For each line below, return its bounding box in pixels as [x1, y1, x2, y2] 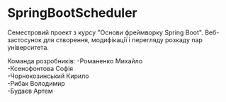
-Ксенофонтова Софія [7, 64, 74, 72]
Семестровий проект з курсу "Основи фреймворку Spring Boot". [7, 28, 204, 37]
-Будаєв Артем [7, 87, 53, 95]
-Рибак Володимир [7, 79, 65, 87]
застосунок [7, 35, 43, 44]
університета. [7, 43, 50, 51]
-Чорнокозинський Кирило [7, 72, 89, 80]
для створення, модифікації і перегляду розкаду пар [43, 35, 203, 44]
